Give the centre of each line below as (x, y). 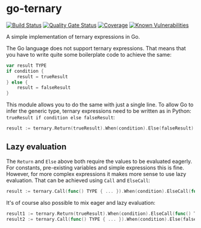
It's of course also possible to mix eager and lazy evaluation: (81, 202)
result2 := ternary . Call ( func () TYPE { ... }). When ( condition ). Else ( (95, 219)
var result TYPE (26, 65)
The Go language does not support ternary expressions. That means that (96, 48)
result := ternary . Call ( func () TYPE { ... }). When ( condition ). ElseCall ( (99, 191)
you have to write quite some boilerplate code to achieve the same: (89, 54)
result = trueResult (42, 76)
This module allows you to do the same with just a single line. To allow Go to (100, 105)
